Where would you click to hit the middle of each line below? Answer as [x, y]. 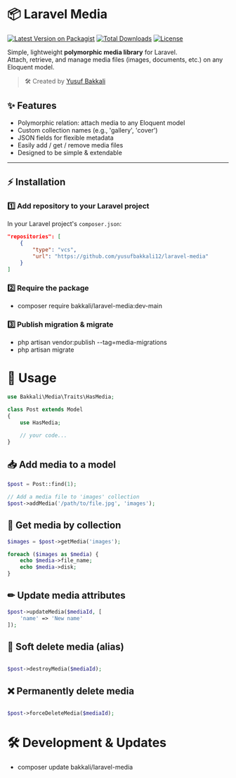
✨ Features [32, 106]
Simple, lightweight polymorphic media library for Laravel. [92, 52]
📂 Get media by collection [64, 526]
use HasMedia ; [40, 423]
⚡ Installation [37, 182]
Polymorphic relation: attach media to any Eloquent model [101, 123]
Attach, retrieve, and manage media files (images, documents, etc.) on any [115, 59]
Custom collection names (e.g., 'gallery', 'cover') [87, 130]
